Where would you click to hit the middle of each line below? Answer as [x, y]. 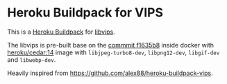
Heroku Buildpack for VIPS [85, 13]
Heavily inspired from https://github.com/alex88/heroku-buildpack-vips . [110, 73]
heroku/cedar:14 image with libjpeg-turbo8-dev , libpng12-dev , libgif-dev [113, 52]
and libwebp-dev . [32, 59]
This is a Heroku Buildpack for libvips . [61, 32]
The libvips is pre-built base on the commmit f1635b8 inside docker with [110, 45]
